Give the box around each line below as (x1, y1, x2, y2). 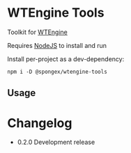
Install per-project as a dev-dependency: (7, 54, 125, 63)
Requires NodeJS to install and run (7, 41, 107, 49)
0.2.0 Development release (17, 138, 95, 147)
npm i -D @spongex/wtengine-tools (7, 68, 108, 75)
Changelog (7, 115, 72, 131)
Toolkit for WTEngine (7, 28, 68, 36)
